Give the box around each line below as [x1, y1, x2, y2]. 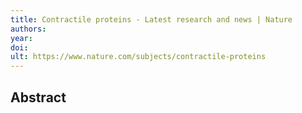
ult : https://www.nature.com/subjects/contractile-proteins [10, 52, 267, 62]
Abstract [10, 89, 67, 106]
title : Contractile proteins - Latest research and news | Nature [10, 14, 293, 25]
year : [10, 33, 33, 43]
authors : [10, 24, 47, 34]
